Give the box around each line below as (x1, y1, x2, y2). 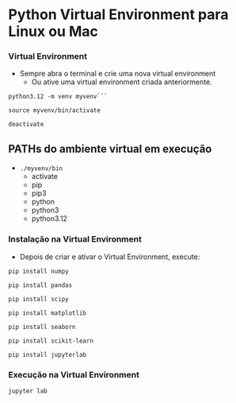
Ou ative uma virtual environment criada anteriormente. (31, 77, 212, 87)
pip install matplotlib (8, 308, 87, 317)
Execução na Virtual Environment (8, 369, 140, 380)
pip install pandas (8, 281, 73, 289)
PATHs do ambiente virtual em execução (8, 141, 212, 156)
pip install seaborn (8, 323, 77, 331)
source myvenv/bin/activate (8, 107, 101, 114)
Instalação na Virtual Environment (8, 234, 143, 245)
